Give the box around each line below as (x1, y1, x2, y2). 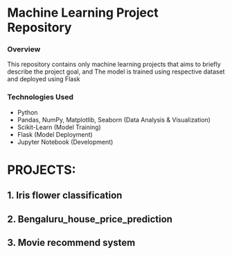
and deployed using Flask (7, 75, 81, 83)
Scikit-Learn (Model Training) (17, 123, 102, 131)
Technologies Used (7, 92, 74, 102)
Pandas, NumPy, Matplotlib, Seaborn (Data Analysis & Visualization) (17, 115, 211, 124)
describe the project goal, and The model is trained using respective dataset (7, 67, 225, 76)
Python (17, 108, 38, 116)
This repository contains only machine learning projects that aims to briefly (7, 60, 222, 69)
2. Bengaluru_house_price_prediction (7, 213, 173, 225)
